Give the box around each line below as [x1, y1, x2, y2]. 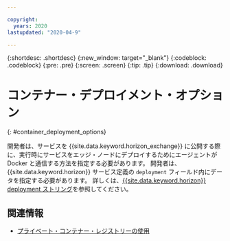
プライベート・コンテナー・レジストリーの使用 [16, 227, 150, 235]
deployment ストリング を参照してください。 [7, 185, 133, 193]
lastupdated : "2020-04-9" [7, 29, 81, 36]
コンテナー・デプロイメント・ [7, 87, 176, 103]
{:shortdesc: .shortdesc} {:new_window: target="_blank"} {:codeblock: [7, 54, 207, 62]
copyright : [7, 16, 38, 23]
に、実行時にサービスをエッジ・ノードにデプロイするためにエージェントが [7, 151, 218, 159]
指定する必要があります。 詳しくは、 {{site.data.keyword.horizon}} [19, 176, 206, 185]
